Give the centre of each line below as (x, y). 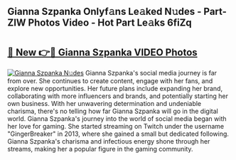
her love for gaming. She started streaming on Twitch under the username (116, 126)
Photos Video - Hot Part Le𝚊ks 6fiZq (110, 23)
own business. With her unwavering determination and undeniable (104, 103)
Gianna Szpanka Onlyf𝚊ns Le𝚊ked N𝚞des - (104, 12)
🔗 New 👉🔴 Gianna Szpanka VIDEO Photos (102, 52)
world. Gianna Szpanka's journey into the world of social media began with (117, 119)
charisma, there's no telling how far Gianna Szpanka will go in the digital (113, 111)
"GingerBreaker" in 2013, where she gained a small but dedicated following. (118, 134)
